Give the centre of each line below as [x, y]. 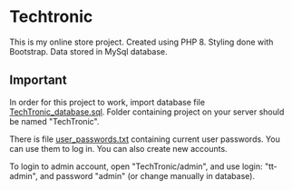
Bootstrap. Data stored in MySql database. [88, 51]
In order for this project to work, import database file [107, 102]
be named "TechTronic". [54, 121]
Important [38, 80]
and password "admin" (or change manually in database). [147, 175]
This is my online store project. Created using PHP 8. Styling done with [141, 42]
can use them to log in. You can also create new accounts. [119, 148]
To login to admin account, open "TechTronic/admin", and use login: [136, 166]
